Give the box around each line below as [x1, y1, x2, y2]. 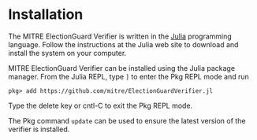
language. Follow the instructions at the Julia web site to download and [8, 39, 239, 49]
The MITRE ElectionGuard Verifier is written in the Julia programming [8, 31, 233, 41]
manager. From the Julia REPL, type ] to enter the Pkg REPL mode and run [8, 72, 250, 81]
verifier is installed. [8, 124, 70, 134]
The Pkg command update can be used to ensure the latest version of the [8, 116, 246, 125]
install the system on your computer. [8, 48, 127, 57]
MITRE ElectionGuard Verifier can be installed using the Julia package [8, 63, 235, 72]
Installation [8, 6, 84, 24]
